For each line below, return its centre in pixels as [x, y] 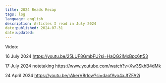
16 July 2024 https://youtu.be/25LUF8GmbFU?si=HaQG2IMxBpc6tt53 [77, 56]
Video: [12, 47]
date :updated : [20, 33]
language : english [24, 19]
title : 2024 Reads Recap [31, 10]
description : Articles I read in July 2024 [51, 23]
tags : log [15, 14]
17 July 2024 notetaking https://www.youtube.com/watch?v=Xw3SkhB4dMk [83, 66]
